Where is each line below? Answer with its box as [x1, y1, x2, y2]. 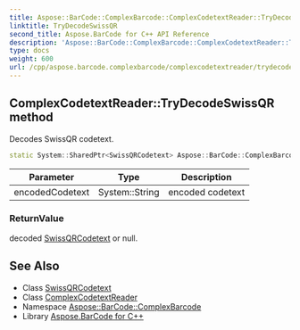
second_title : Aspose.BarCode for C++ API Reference [9, 29, 210, 38]
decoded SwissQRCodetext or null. [9, 233, 138, 243]
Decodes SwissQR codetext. [9, 133, 114, 144]
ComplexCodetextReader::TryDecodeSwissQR [9, 95, 275, 111]
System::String [97, 186, 160, 198]
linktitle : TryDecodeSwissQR [9, 21, 118, 30]
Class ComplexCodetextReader [21, 292, 138, 302]
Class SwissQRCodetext [21, 282, 112, 293]
